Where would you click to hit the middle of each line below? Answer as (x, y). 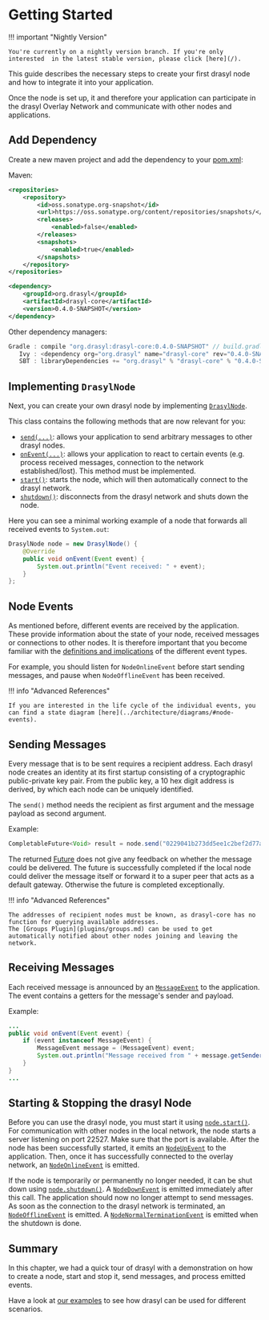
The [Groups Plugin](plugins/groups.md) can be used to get (111, 929)
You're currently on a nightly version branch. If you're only (116, 51)
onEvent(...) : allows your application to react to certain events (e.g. (132, 454)
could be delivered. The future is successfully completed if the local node (130, 867)
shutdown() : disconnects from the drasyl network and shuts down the (134, 497)
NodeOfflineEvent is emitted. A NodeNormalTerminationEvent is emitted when (133, 1215)
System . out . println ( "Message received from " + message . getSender (150, 1056)
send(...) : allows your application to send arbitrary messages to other (136, 437)
